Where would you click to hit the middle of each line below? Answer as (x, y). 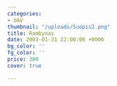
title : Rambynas (31, 33)
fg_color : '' (26, 53)
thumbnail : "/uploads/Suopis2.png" (59, 27)
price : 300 (23, 59)
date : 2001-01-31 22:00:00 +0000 (56, 40)
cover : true (24, 66)
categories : (24, 14)
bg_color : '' (26, 46)
